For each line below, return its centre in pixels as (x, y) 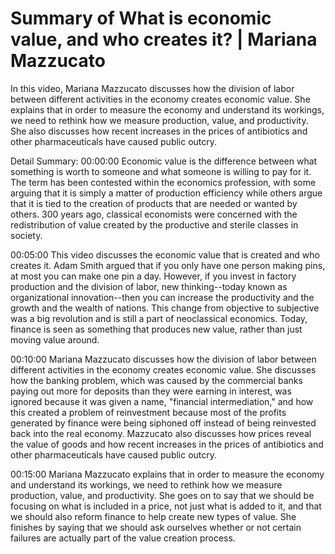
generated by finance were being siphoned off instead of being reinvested (163, 423)
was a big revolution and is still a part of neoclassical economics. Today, (159, 318)
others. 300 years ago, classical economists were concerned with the (154, 214)
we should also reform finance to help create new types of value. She (153, 516)
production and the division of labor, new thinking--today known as (149, 286)
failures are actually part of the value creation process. (123, 538)
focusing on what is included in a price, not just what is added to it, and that (166, 506)
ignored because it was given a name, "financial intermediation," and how (162, 401)
